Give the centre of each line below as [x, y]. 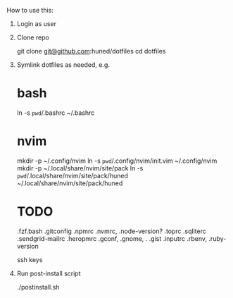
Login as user [37, 24]
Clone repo [33, 37]
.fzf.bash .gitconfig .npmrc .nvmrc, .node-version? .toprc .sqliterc [112, 231]
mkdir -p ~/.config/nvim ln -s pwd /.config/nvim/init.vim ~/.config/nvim [117, 161]
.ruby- [218, 238]
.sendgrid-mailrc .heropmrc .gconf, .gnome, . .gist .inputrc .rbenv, [112, 238]
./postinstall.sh [38, 287]
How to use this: [30, 10]
